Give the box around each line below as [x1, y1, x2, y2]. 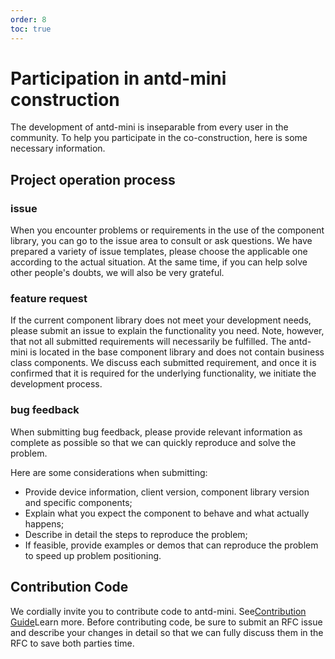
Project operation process [10, 171, 176, 188]
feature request [10, 292, 88, 306]
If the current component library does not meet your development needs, [10, 314, 312, 326]
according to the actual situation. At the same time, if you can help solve [10, 256, 308, 268]
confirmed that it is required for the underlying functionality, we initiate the [10, 367, 317, 380]
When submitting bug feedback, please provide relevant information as [10, 426, 303, 438]
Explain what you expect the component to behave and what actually [24, 507, 310, 519]
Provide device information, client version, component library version [24, 486, 310, 498]
